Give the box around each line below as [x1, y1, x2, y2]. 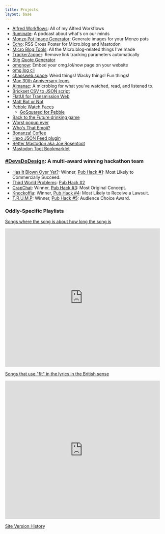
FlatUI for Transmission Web [12, 93, 70, 99]
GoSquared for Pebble [19, 109, 65, 115]
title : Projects [5, 7, 38, 12]
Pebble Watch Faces [12, 104, 54, 110]
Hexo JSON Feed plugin [12, 135, 61, 141]
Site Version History [5, 523, 46, 529]
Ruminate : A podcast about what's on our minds [12, 31, 110, 36]
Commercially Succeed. [12, 174, 61, 180]
